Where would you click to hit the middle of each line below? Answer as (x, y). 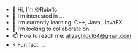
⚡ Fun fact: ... (29, 45)
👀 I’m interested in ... (38, 16)
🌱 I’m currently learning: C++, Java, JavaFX (67, 22)
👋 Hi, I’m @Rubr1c (35, 9)
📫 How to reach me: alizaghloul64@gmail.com (72, 36)
